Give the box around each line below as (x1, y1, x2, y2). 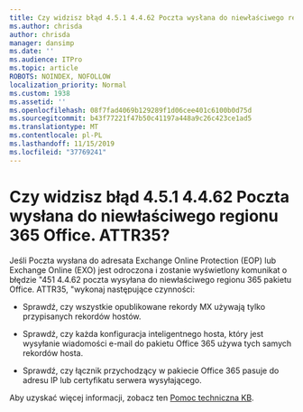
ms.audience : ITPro (9, 55, 83, 64)
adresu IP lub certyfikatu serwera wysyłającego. (22, 374, 203, 385)
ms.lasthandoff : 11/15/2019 (9, 139, 115, 148)
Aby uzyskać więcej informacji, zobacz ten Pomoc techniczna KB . (9, 392, 254, 403)
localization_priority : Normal (9, 80, 127, 89)
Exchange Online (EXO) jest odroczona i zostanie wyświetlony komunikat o (9, 264, 288, 276)
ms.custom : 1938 (9, 89, 70, 98)
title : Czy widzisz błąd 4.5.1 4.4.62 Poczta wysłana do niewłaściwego (9, 13, 284, 23)
